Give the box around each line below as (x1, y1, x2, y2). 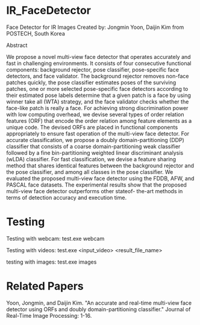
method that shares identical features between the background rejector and (6, 162, 195, 169)
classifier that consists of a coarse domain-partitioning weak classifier (6, 143, 181, 150)
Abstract (6, 42, 28, 49)
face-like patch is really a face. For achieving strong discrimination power (6, 104, 189, 111)
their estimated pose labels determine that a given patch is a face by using (6, 91, 192, 99)
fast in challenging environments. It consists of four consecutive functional (6, 60, 192, 67)
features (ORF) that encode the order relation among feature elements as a (6, 117, 192, 124)
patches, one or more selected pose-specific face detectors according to (6, 85, 189, 92)
